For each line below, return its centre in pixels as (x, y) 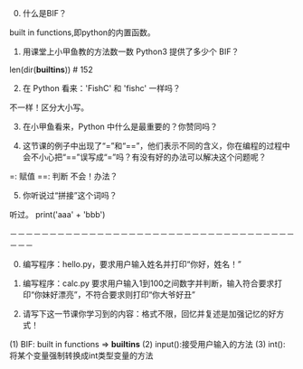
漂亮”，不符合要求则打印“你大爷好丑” (127, 295)
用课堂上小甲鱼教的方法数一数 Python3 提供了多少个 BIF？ (131, 51)
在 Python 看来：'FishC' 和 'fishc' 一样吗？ (101, 88)
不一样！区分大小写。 (49, 107)
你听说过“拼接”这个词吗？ (70, 195)
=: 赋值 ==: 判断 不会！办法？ (64, 176)
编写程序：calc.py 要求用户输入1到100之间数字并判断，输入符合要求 (148, 283)
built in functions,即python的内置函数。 (82, 32)
